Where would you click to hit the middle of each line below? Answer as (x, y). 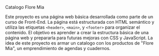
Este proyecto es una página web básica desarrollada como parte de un (79, 17)
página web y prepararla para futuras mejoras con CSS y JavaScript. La (79, 38)
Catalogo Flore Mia (25, 7)
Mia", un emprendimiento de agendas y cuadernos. (58, 48)
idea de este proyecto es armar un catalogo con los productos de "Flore (79, 43)
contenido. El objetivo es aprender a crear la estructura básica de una (77, 32)
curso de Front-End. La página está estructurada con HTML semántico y (80, 22)
